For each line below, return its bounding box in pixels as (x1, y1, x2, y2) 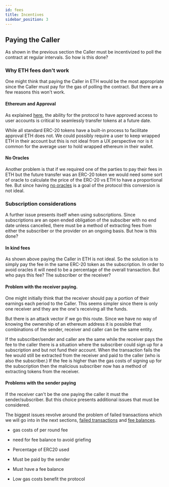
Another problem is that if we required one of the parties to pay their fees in (5, 166, 162, 172)
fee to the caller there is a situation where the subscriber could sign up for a (5, 341, 163, 347)
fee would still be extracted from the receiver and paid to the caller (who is (5, 352, 160, 358)
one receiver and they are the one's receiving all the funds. (5, 305, 128, 312)
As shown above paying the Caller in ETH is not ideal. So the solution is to (5, 256, 158, 262)
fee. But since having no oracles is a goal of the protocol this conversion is (5, 182, 160, 188)
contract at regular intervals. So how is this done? (5, 54, 108, 61)
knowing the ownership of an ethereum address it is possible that (5, 321, 141, 327)
